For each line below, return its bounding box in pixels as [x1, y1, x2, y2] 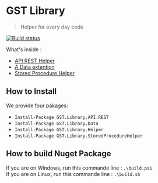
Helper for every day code [20, 23, 84, 30]
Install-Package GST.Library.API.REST [14, 114, 109, 120]
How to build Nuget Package [6, 149, 111, 159]
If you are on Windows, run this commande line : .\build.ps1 [6, 164, 153, 171]
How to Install [6, 86, 57, 97]
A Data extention [14, 63, 55, 71]
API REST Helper [14, 57, 55, 64]
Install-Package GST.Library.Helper [14, 126, 104, 132]
